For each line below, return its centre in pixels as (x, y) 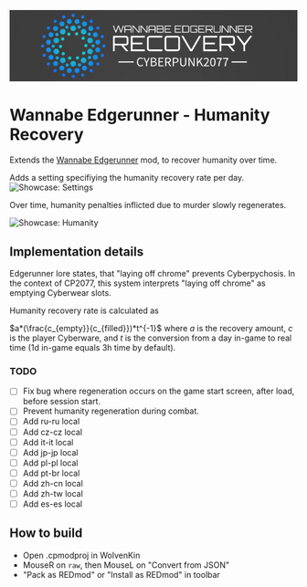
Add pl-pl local (50, 463)
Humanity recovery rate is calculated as (85, 310)
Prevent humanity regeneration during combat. (111, 411)
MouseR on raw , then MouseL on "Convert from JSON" (126, 565)
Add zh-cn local (53, 483)
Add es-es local (53, 504)
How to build (46, 534)
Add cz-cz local (53, 432)
